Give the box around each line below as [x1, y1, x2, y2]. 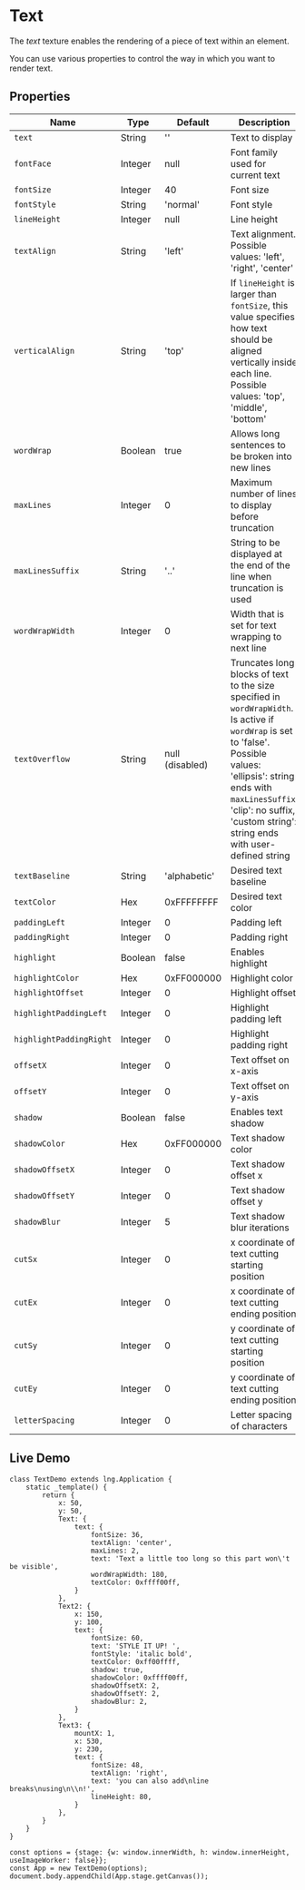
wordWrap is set [230, 724, 293, 737]
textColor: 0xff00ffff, [90, 1657, 181, 1666]
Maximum [230, 475, 273, 488]
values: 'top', [230, 389, 286, 402]
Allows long [230, 427, 280, 440]
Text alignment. [230, 228, 297, 240]
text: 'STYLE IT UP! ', [90, 1641, 181, 1650]
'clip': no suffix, [230, 804, 296, 817]
